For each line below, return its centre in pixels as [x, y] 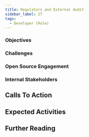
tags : [11, 19]
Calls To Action [29, 95]
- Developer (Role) [29, 23]
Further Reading [30, 128]
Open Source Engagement [37, 66]
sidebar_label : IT [24, 14]
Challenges [19, 53]
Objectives [18, 40]
